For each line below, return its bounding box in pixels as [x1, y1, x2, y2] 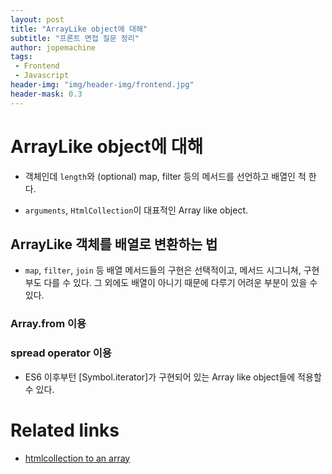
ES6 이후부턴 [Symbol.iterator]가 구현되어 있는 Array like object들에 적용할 [24, 371, 322, 383]
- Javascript [14, 71, 70, 81]
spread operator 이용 [10, 346, 112, 360]
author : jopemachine [10, 42, 97, 53]
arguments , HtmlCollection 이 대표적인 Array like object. [24, 204, 248, 216]
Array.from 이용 [10, 317, 87, 331]
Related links [10, 419, 120, 441]
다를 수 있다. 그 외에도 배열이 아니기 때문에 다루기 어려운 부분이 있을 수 [43, 277, 318, 289]
